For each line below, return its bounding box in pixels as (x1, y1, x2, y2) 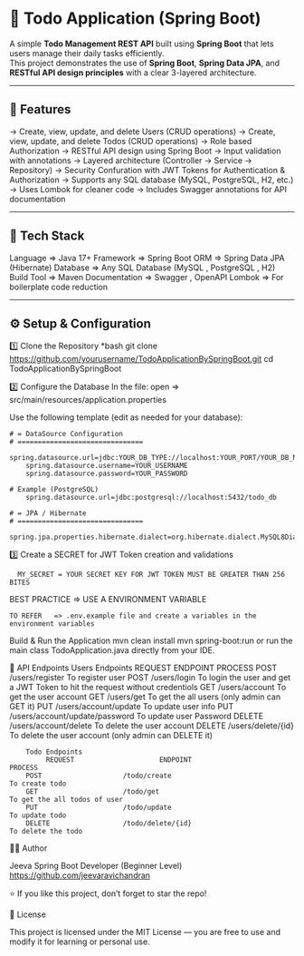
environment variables (9, 619, 95, 629)
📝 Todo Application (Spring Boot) (9, 8, 261, 29)
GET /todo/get (25, 787, 160, 796)
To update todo (9, 811, 67, 820)
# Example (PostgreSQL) (9, 485, 100, 494)
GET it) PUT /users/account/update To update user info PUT (9, 701, 234, 712)
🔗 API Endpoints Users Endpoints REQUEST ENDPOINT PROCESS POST (9, 662, 278, 674)
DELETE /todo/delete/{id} (25, 819, 193, 828)
